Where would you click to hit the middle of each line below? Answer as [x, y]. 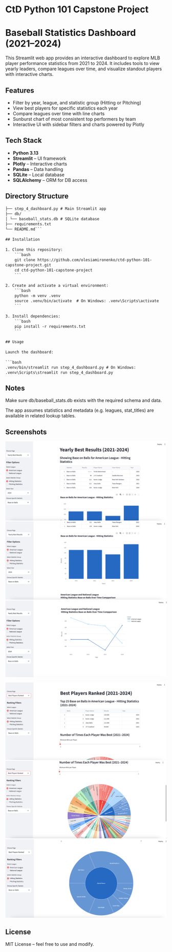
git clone [25, 260]
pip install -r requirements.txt [50, 326]
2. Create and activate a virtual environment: [57, 285]
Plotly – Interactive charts [40, 164]
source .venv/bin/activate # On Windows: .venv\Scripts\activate [87, 301]
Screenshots [26, 432]
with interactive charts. [29, 74]
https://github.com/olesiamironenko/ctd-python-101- [95, 260]
